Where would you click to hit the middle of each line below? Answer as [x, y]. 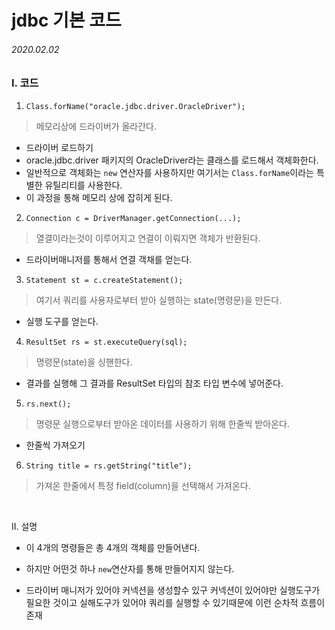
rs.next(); [48, 404]
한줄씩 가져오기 [55, 445]
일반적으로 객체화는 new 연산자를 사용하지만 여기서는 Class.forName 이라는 [169, 172]
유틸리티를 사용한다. [83, 185]
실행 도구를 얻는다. [62, 321]
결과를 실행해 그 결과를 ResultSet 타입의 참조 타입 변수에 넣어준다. [154, 383]
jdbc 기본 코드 [66, 20]
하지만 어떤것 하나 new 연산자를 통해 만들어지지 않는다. [130, 568]
